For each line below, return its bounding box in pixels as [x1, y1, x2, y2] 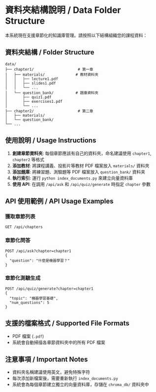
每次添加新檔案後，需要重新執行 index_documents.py [12, 375, 118, 381]
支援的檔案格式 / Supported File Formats [5, 319, 129, 328]
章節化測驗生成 [5, 275, 41, 282]
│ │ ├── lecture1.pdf [5, 76, 58, 82]
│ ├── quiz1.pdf [5, 94, 52, 99]
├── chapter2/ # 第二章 [5, 108, 94, 114]
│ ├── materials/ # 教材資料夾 [5, 72, 98, 77]
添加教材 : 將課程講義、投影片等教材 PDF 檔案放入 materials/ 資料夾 [12, 163, 150, 169]
